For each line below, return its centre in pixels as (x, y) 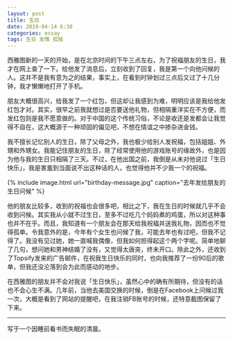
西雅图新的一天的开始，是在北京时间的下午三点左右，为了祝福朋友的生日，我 (116, 60)
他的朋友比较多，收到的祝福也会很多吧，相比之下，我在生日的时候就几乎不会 (116, 206)
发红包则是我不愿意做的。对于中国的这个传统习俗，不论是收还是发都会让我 (113, 118)
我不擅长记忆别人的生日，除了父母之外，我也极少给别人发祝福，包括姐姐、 (113, 142)
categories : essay (34, 33)
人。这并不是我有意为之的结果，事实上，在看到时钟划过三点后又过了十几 (110, 78)
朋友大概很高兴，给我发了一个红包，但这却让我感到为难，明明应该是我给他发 (116, 101)
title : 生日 (23, 20)
